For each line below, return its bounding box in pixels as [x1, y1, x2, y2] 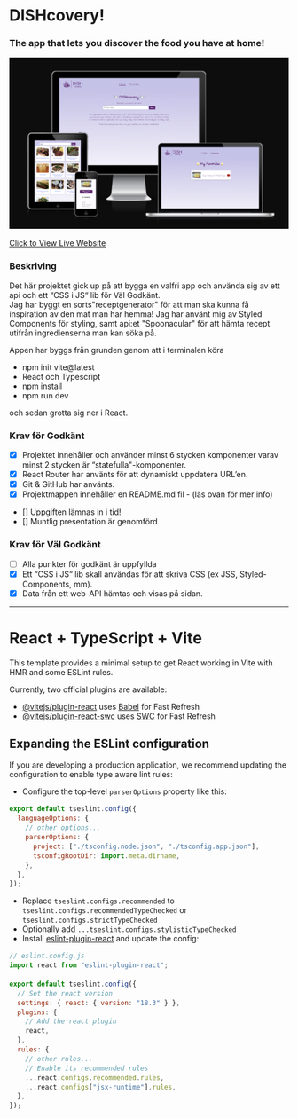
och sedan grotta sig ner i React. [9, 407, 129, 418]
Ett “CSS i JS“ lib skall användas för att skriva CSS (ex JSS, [21, 569, 238, 579]
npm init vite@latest [21, 361, 95, 373]
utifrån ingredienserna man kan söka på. [9, 327, 157, 338]
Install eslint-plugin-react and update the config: [21, 933, 200, 944]
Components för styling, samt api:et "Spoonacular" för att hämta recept [9, 318, 271, 328]
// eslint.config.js [9, 951, 86, 961]
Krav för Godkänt [9, 429, 85, 442]
